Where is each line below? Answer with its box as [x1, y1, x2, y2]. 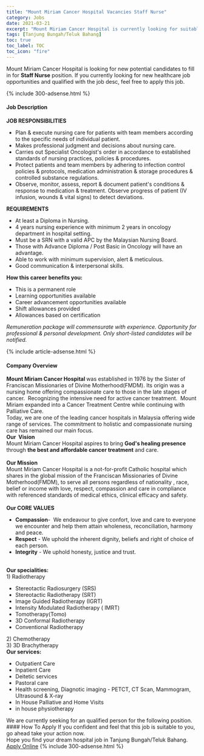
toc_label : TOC [6, 43, 45, 49]
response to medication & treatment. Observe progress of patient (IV [15, 186, 187, 194]
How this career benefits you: [6, 274, 83, 281]
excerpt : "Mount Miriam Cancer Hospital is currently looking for [6, 26, 178, 32]
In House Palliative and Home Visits [15, 699, 104, 706]
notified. [6, 336, 27, 343]
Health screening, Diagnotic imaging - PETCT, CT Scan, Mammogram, [15, 686, 191, 693]
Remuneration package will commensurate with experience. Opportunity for [6, 323, 197, 330]
